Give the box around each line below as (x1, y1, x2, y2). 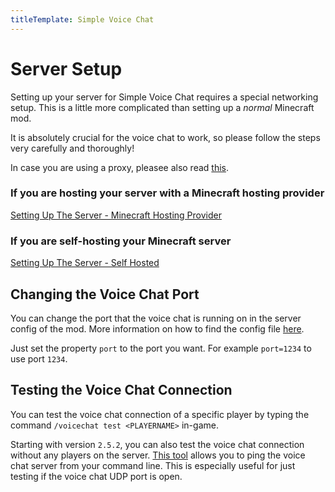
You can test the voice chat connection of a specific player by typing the (10, 408, 310, 420)
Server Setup (10, 57, 123, 80)
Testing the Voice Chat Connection (10, 382, 233, 399)
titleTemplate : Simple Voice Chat (10, 14, 155, 25)
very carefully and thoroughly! (10, 142, 135, 154)
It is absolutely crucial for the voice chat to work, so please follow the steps (10, 131, 321, 143)
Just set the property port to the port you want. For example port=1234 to (10, 342, 312, 354)
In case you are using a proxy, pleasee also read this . (10, 161, 230, 173)
